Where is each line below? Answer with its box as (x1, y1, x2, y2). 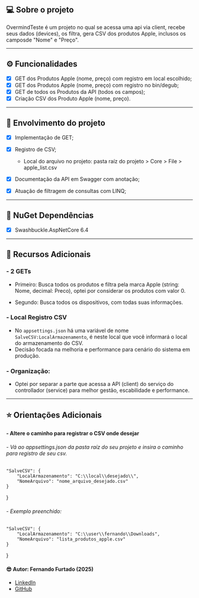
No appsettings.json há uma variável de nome (14, 327, 129, 334)
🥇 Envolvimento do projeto (6, 118, 105, 128)
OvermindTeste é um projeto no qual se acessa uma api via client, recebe (6, 23, 185, 31)
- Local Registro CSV (6, 314, 67, 322)
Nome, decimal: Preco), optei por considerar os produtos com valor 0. (14, 287, 186, 294)
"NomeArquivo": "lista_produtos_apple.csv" (17, 536, 126, 542)
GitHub (14, 585, 33, 592)
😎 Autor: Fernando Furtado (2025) (6, 566, 94, 573)
